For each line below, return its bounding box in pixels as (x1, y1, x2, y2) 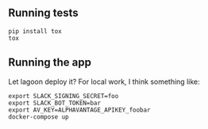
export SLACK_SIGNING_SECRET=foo (8, 92, 119, 100)
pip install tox (8, 27, 62, 35)
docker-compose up (8, 112, 69, 121)
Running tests (8, 6, 79, 20)
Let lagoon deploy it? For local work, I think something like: (8, 77, 200, 86)
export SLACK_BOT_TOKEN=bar (8, 99, 102, 107)
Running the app (8, 55, 91, 70)
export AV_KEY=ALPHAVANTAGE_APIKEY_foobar (8, 106, 151, 114)
